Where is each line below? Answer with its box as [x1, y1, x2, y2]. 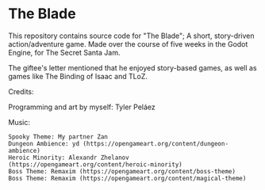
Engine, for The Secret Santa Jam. [8, 47, 121, 57]
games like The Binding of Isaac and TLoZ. [8, 71, 148, 81]
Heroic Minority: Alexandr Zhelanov [8, 154, 129, 161]
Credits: [8, 86, 34, 96]
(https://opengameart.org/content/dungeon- [83, 139, 229, 147]
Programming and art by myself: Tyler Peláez [8, 102, 156, 112]
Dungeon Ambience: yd [8, 139, 80, 147]
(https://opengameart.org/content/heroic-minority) [8, 160, 182, 169]
